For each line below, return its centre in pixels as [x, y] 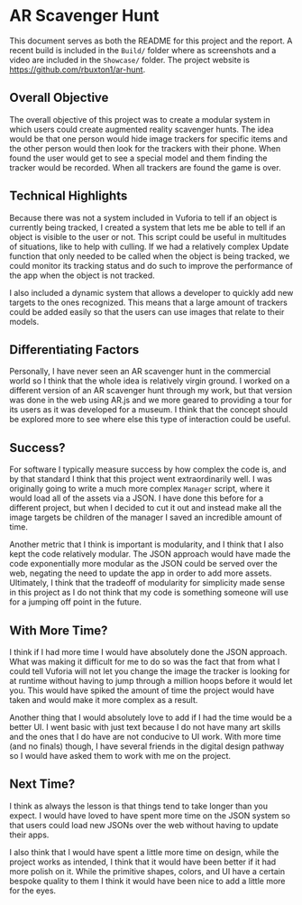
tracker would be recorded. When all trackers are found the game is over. [145, 167]
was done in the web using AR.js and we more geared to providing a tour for [151, 400]
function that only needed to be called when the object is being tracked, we [150, 256]
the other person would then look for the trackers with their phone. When [145, 148]
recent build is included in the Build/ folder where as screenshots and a [143, 50]
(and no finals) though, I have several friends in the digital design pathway [147, 746]
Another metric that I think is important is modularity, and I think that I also [146, 545]
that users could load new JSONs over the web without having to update [144, 825]
